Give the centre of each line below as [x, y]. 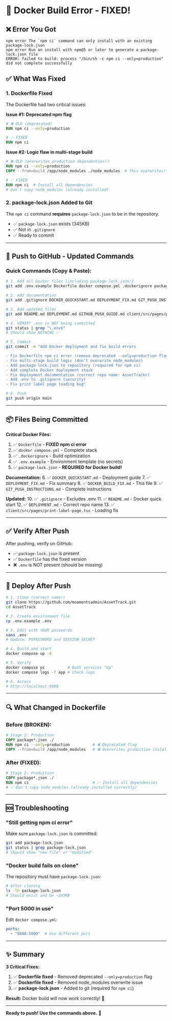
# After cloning [23, 886]
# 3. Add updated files [31, 309]
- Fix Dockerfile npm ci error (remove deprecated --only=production [81, 356]
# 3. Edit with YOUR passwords [39, 630]
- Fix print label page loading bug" [46, 385]
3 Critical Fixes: [23, 966]
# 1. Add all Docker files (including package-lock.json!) [70, 282]
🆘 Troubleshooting [37, 808]
